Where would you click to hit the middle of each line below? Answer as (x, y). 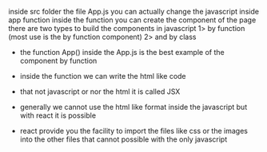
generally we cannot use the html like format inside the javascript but (133, 107)
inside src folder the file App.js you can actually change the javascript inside (134, 12)
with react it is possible (58, 115)
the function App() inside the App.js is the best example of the (122, 52)
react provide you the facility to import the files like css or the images (133, 131)
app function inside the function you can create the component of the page (132, 20)
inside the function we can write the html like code (103, 76)
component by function (58, 60)
